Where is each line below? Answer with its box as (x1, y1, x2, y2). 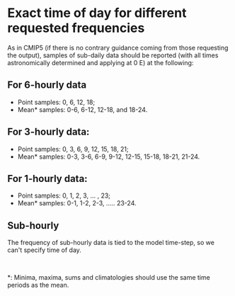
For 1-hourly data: (7, 172, 88, 185)
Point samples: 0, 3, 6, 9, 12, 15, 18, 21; (17, 144, 129, 153)
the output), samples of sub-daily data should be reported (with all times (7, 51, 219, 59)
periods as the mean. (7, 281, 69, 290)
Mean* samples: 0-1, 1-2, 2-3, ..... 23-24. (17, 199, 137, 207)
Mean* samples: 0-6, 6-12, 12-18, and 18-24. (17, 105, 148, 114)
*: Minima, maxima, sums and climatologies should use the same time (7, 273, 210, 282)
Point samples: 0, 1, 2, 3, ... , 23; (17, 191, 111, 200)
